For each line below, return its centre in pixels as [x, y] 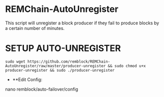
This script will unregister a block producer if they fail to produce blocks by [82, 23]
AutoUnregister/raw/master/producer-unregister [56, 66]
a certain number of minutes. [35, 28]
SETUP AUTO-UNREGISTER [63, 48]
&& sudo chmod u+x [127, 66]
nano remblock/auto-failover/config [42, 89]
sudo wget [15, 61]
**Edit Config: [27, 79]
